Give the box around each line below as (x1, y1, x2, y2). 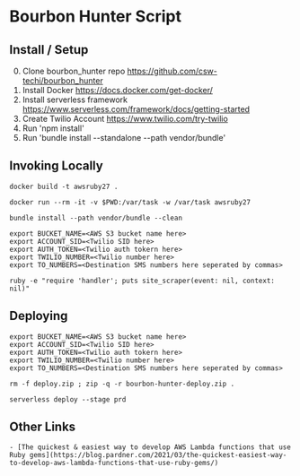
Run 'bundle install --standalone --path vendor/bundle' (22, 133, 226, 143)
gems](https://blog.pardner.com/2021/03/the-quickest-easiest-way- (29, 451, 287, 460)
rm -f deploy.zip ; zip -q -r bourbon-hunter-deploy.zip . (9, 379, 235, 388)
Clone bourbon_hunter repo (22, 65, 126, 76)
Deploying (9, 308, 68, 324)
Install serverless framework (22, 94, 128, 105)
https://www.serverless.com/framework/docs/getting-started (22, 104, 250, 114)
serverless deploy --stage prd (9, 394, 127, 404)
